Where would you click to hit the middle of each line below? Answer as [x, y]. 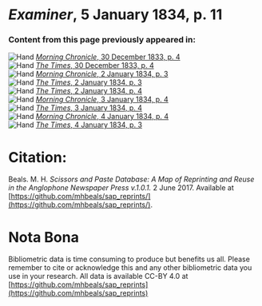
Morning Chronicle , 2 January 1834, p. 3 [102, 74]
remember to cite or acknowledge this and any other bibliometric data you [130, 268]
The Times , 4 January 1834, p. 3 [89, 125]
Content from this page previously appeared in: [102, 40]
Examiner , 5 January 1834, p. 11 [115, 15]
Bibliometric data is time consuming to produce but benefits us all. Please [129, 259]
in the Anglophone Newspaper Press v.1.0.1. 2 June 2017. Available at [121, 188]
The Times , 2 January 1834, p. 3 [89, 82]
